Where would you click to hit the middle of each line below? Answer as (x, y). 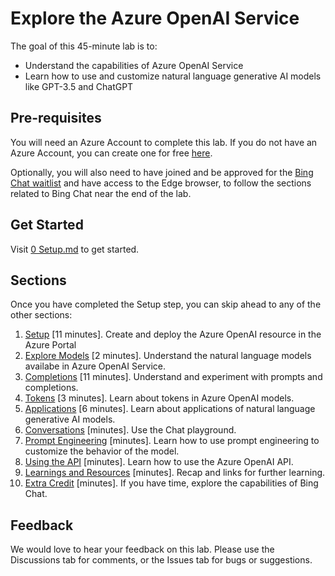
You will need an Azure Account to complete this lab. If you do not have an (164, 142)
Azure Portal (50, 345)
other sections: (41, 315)
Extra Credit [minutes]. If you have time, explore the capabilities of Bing (171, 483)
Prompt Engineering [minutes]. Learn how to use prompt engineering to (172, 441)
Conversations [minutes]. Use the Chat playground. (130, 430)
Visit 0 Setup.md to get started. (75, 249)
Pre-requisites (56, 118)
